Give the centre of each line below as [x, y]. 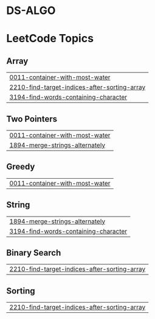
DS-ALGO [31, 11]
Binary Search [34, 253]
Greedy [21, 167]
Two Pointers [32, 119]
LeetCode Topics [50, 39]
